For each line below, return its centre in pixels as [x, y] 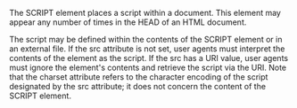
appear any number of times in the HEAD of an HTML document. [128, 22]
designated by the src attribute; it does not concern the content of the [137, 86]
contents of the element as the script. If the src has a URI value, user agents [148, 58]
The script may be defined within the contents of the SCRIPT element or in [146, 39]
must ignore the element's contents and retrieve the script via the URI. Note [148, 67]
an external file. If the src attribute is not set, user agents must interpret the [147, 49]
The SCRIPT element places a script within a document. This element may [145, 13]
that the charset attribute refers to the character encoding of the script [139, 77]
